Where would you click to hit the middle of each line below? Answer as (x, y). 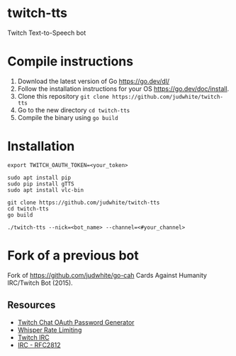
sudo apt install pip (39, 178)
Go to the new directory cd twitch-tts (74, 110)
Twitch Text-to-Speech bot (47, 33)
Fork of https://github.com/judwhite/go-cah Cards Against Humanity (107, 275)
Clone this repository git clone (63, 96)
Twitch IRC (33, 337)
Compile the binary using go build (68, 117)
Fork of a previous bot (73, 255)
